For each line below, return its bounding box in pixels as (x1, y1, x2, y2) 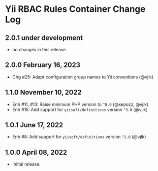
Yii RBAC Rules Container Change (5, 3, 146, 15)
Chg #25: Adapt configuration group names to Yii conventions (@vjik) (12, 74, 154, 80)
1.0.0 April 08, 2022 (5, 148, 67, 156)
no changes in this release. (12, 47, 67, 52)
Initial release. (12, 161, 41, 167)
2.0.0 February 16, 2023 (5, 61, 81, 69)
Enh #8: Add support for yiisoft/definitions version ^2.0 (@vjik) (12, 134, 146, 140)
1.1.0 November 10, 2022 (5, 88, 82, 97)
